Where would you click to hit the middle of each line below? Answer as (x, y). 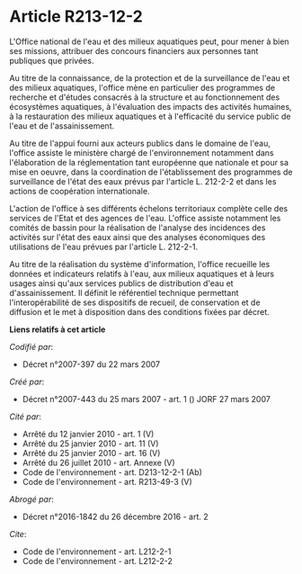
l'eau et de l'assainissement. (62, 126)
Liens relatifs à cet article (58, 329)
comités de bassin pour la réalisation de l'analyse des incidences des (138, 228)
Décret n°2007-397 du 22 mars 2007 (91, 364)
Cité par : (26, 417)
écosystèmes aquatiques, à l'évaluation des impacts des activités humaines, (151, 106)
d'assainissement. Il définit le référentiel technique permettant (124, 292)
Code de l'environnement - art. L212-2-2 (97, 561)
